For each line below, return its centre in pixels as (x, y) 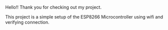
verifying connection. (27, 22)
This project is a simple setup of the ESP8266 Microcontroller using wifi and (84, 17)
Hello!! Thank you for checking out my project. (53, 7)
